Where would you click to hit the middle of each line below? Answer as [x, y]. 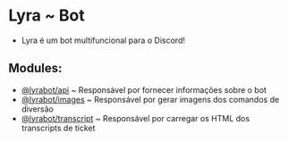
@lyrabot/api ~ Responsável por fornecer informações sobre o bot [144, 89]
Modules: [35, 68]
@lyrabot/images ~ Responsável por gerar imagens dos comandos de [150, 99]
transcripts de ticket [58, 128]
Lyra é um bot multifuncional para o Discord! [103, 40]
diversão [38, 109]
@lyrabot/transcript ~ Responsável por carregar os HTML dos [136, 118]
